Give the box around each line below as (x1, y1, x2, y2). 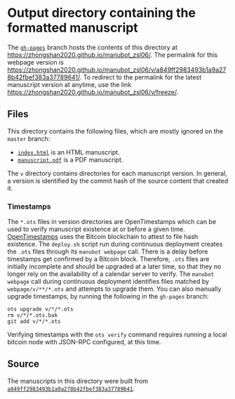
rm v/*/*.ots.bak (7, 312, 58, 319)
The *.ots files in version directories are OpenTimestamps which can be (7, 218, 216, 226)
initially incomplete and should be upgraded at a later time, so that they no (7, 262, 222, 271)
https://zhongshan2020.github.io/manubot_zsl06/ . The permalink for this (7, 51, 218, 59)
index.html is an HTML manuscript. (17, 148, 121, 156)
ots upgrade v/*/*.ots (7, 306, 74, 313)
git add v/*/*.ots (7, 318, 61, 325)
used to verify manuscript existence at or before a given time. (7, 225, 186, 233)
